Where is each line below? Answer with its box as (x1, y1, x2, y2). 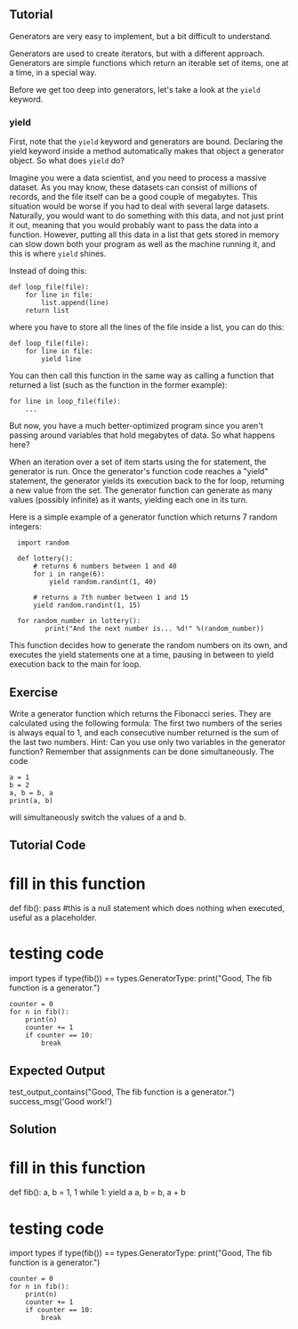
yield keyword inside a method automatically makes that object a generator (9, 146, 285, 157)
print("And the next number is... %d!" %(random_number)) (44, 624, 265, 634)
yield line (41, 355, 82, 364)
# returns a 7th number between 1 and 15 (32, 593, 189, 603)
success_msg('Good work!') (9, 1096, 113, 1106)
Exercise (9, 685, 59, 700)
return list (25, 307, 69, 316)
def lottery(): (17, 554, 74, 563)
